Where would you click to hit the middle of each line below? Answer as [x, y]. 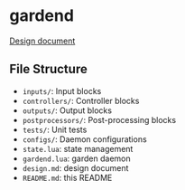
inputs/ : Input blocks [62, 90]
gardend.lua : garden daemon [76, 158]
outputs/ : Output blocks [67, 110]
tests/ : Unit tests [55, 129]
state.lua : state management [78, 148]
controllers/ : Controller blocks [81, 100]
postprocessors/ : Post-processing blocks [99, 119]
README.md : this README [67, 177]
